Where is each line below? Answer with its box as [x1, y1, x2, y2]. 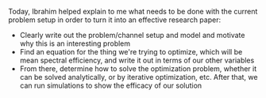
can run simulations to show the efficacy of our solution [19, 81, 202, 90]
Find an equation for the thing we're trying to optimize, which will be [19, 47, 243, 56]
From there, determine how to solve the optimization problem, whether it [19, 64, 257, 73]
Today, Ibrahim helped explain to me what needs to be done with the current [8, 7, 258, 16]
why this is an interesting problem [19, 39, 131, 48]
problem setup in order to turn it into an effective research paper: [8, 15, 221, 24]
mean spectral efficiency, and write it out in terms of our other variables [19, 55, 255, 65]
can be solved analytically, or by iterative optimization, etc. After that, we [19, 73, 258, 81]
